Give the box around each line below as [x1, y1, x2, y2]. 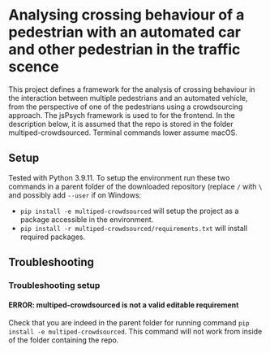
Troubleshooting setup [8, 280, 101, 291]
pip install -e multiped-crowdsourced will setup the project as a [19, 206, 239, 216]
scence [8, 58, 59, 76]
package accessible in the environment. [19, 214, 154, 224]
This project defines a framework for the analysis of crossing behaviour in [8, 84, 255, 94]
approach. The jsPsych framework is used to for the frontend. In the [8, 110, 235, 120]
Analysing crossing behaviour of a [8, 6, 245, 24]
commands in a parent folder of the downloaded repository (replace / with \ [8, 181, 263, 191]
